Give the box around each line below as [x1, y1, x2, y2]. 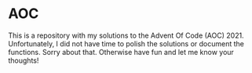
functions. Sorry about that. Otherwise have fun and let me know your [8, 47, 234, 57]
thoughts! [8, 56, 39, 65]
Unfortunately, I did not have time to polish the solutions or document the [8, 38, 245, 48]
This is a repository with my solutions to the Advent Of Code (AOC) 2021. [8, 31, 245, 40]
